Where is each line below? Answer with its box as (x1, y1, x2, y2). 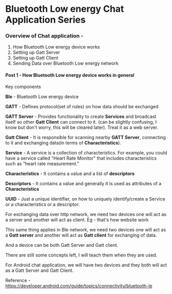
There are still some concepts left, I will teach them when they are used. (5, 252, 158, 258)
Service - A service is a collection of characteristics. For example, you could (5, 149, 167, 155)
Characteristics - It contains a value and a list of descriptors (5, 170, 135, 177)
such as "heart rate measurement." (5, 160, 80, 167)
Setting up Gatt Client (12, 55, 59, 61)
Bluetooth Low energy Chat (5, 3, 124, 15)
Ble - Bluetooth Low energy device (5, 93, 79, 100)
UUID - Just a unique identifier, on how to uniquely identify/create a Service (5, 195, 165, 202)
